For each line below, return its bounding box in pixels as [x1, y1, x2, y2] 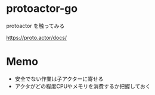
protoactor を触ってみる [6, 22, 65, 29]
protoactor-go [6, 2, 78, 15]
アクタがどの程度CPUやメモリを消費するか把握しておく [14, 83, 151, 90]
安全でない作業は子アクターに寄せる [14, 75, 104, 82]
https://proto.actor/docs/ [6, 34, 67, 41]
